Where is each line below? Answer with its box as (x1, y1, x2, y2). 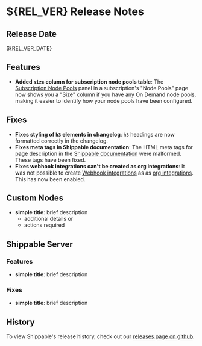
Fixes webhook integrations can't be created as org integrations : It (14, 162, 185, 170)
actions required (24, 221, 65, 229)
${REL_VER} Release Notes (6, 5, 145, 19)
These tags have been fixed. (14, 156, 86, 164)
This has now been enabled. (14, 175, 86, 182)
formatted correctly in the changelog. (14, 137, 109, 144)
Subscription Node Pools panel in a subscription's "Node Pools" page (14, 84, 189, 91)
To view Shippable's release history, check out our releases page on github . (6, 333, 195, 340)
